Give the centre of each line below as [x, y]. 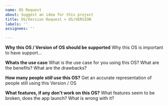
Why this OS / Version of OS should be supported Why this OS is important [84, 47]
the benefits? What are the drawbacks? [46, 68]
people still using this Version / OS [41, 83]
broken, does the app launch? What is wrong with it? [60, 98]
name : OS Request [23, 10]
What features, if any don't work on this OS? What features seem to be [80, 93]
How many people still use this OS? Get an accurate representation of [79, 78]
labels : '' [17, 24]
